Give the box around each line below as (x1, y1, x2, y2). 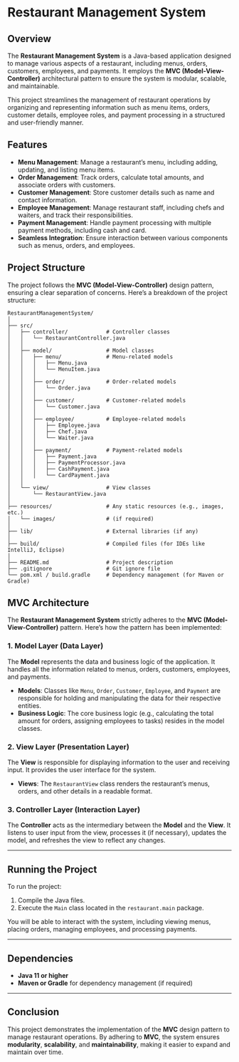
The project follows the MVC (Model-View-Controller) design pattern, (7, 281, 214, 289)
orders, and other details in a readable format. (17, 787, 153, 796)
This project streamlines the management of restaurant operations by (7, 95, 211, 104)
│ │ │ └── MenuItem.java (7, 365, 100, 373)
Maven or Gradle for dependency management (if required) (17, 979, 193, 987)
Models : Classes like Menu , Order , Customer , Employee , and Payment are (17, 686, 221, 694)
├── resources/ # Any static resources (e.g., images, (7, 503, 224, 510)
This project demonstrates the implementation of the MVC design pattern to (7, 1025, 230, 1034)
